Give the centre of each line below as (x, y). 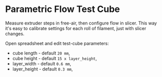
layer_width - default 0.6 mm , (42, 63)
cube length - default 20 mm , (41, 53)
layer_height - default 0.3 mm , (43, 69)
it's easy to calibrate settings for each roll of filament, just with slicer (76, 28)
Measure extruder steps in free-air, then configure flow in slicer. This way (81, 23)
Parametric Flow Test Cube (63, 9)
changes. (15, 33)
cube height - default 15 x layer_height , (55, 58)
